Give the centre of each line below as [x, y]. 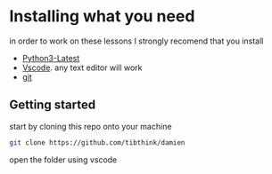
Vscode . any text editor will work [82, 67]
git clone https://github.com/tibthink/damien [97, 142]
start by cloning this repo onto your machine [91, 126]
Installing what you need [102, 16]
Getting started [53, 105]
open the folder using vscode [63, 159]
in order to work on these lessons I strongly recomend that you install [136, 41]
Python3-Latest [51, 58]
